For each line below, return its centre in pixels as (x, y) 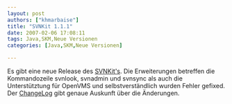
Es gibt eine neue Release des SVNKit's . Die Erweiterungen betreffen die (111, 71)
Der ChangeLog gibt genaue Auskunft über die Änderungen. (93, 93)
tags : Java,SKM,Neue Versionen (52, 39)
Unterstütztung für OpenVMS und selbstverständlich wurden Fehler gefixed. (116, 86)
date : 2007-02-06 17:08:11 (46, 33)
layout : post (26, 13)
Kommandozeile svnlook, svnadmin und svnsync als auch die (95, 79)
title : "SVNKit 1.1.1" (40, 26)
